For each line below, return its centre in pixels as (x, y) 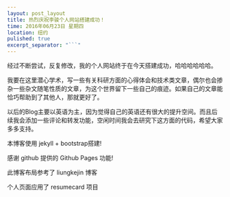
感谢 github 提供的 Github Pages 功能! (60, 158)
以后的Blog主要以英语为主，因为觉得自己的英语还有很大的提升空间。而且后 (112, 111)
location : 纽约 (28, 32)
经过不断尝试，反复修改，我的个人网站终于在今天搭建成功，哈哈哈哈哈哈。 (112, 65)
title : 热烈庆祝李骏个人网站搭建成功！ (56, 20)
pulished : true (29, 39)
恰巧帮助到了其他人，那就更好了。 (55, 97)
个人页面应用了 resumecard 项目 (53, 187)
